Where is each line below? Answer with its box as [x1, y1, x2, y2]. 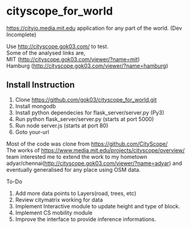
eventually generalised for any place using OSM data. [6, 166, 141, 173]
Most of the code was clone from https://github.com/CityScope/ [6, 140, 168, 147]
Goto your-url [15, 128, 49, 135]
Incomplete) [6, 30, 37, 38]
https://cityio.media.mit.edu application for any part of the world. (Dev [6, 24, 182, 32]
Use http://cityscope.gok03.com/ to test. [6, 43, 109, 50]
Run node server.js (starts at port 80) [15, 122, 109, 129]
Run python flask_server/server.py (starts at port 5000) [15, 115, 154, 122]
